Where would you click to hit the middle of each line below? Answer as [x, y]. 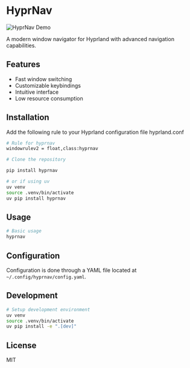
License [21, 345]
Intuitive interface [37, 92]
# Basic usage [24, 231]
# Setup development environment [48, 309]
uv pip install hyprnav [36, 198]
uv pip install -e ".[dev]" [42, 327]
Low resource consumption [49, 98]
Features [23, 64]
